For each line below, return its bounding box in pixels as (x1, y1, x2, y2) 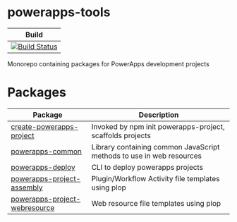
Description (138, 110, 179, 120)
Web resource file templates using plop (91, 198, 221, 208)
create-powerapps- (11, 121, 79, 131)
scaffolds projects (91, 130, 152, 140)
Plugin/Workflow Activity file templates (91, 173, 220, 183)
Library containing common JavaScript (91, 142, 220, 152)
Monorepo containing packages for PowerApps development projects (7, 59, 209, 68)
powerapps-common (11, 146, 83, 156)
